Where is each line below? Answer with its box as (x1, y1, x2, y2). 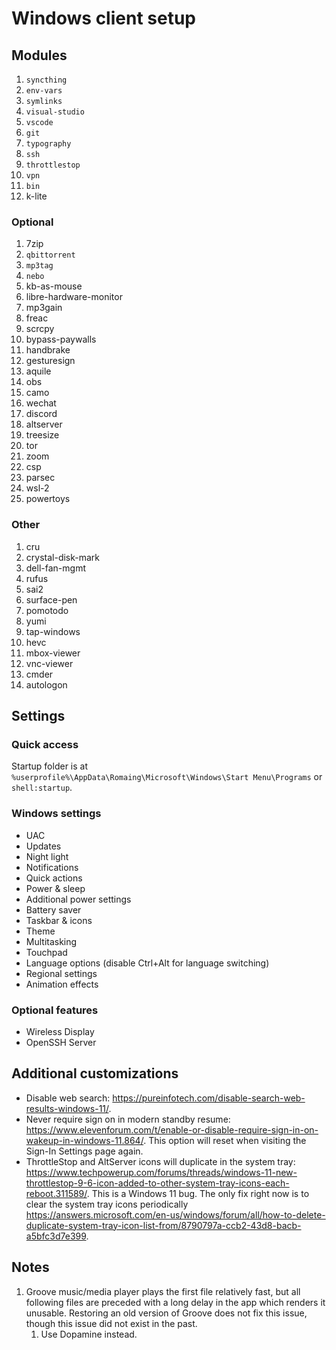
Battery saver (25, 903, 82, 916)
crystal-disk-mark (25, 551, 101, 563)
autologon (25, 678, 68, 691)
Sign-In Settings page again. (25, 1145, 144, 1157)
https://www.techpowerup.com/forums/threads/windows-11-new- (25, 1166, 298, 1178)
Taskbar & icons (25, 914, 93, 926)
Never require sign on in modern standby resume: (25, 1113, 231, 1125)
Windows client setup (11, 7, 196, 30)
